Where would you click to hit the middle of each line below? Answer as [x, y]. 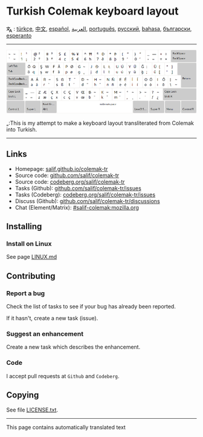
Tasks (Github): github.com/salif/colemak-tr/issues [78, 188]
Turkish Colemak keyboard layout [92, 11]
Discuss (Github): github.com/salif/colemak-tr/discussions [87, 201]
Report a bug [26, 293]
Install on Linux [29, 244]
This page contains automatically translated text [66, 427]
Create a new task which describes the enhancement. [73, 347]
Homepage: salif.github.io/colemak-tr [61, 168]
